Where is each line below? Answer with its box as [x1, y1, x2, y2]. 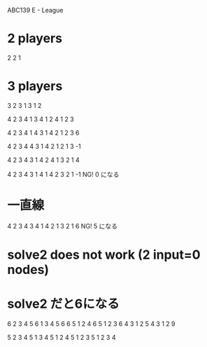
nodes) [7, 262, 50, 278]
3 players [7, 79, 63, 94]
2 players [7, 31, 63, 46]
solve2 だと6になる [7, 296, 120, 312]
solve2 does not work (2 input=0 [7, 247, 201, 262]
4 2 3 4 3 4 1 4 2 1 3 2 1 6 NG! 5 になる [7, 222, 117, 230]
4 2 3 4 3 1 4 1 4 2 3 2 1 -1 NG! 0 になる [7, 170, 120, 178]
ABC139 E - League [7, 6, 64, 14]
